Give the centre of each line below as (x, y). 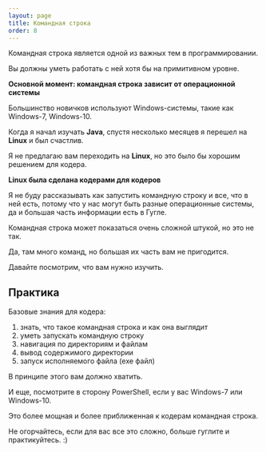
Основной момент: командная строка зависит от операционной (122, 84)
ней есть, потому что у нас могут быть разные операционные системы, (131, 204)
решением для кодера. (48, 165)
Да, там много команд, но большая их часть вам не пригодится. (119, 252)
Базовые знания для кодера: (57, 311)
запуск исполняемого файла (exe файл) (87, 361)
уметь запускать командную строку (82, 335)
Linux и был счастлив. (46, 141)
